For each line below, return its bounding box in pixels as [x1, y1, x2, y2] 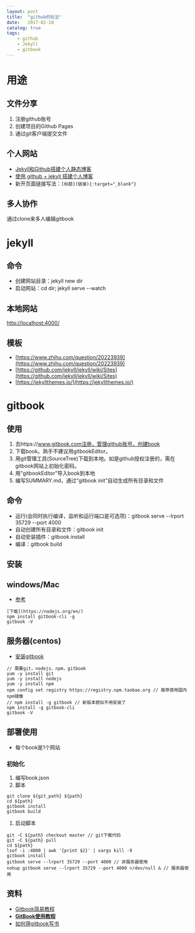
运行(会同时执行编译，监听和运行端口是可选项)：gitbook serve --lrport [15, 512, 184, 519]
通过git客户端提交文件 [15, 130, 68, 137]
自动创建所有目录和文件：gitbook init [15, 526, 104, 533]
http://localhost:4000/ [6, 319, 60, 326]
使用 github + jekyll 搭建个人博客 [15, 173, 93, 180]
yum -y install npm [6, 681, 54, 687]
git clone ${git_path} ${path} [6, 793, 83, 799]
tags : [6, 30, 20, 36]
